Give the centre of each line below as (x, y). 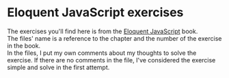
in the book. (24, 45)
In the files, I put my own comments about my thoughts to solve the (102, 53)
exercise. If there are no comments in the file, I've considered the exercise (111, 60)
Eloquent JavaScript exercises (95, 13)
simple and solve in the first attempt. (58, 67)
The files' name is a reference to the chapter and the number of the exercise (114, 38)
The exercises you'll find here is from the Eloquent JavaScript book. (103, 31)
